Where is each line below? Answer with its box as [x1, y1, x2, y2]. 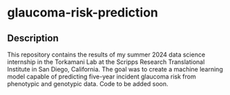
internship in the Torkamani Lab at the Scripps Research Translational [7, 58, 205, 66]
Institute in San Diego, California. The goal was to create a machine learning [7, 65, 223, 73]
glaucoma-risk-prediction [7, 5, 159, 21]
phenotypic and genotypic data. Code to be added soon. [7, 80, 169, 87]
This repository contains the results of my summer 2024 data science [7, 50, 206, 59]
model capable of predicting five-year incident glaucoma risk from [7, 72, 196, 81]
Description [7, 32, 59, 44]
